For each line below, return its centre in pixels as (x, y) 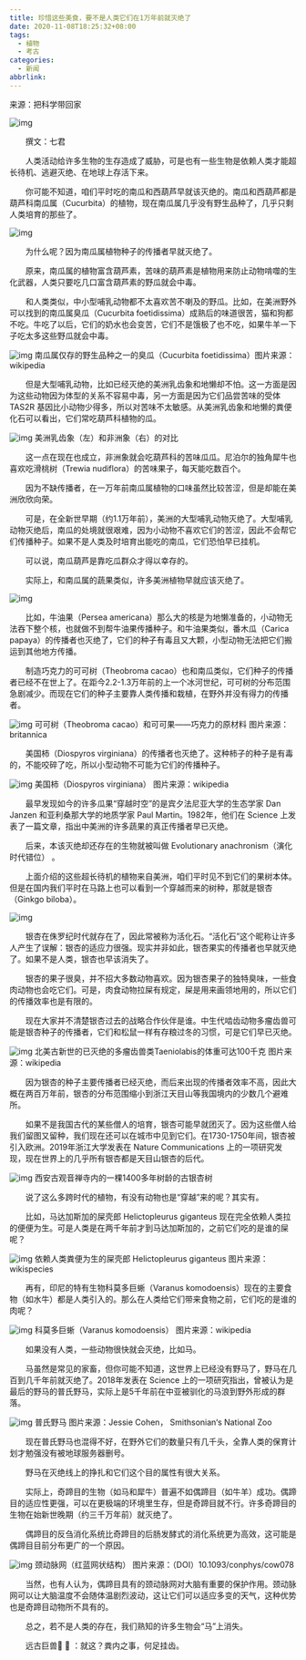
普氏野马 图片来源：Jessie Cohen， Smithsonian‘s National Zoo (153, 1422)
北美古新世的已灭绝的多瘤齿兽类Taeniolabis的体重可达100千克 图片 (160, 1051)
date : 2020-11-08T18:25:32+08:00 (73, 26)
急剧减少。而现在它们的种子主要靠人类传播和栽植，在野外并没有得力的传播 (149, 693)
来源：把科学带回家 (46, 104)
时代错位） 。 (35, 857)
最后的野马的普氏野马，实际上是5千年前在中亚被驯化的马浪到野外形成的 (143, 1391)
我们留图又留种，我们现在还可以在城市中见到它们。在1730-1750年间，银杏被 (153, 1135)
